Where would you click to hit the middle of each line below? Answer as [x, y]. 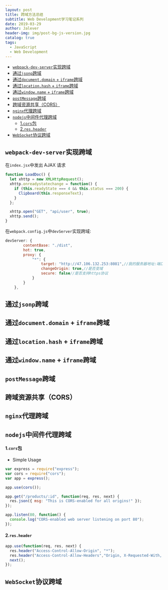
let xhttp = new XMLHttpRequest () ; [47, 179]
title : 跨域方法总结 [24, 15]
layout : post [19, 10]
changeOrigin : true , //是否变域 [72, 269]
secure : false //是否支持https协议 [74, 273]
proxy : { [32, 255]
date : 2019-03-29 [23, 24]
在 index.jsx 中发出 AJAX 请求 [35, 165]
